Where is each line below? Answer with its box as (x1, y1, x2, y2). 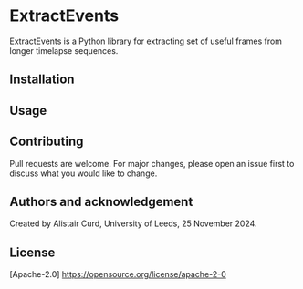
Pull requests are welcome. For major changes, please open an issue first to (9, 158, 295, 169)
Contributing (9, 134, 84, 150)
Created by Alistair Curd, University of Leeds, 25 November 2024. (9, 218, 257, 229)
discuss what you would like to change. (9, 168, 158, 179)
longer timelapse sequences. (9, 45, 119, 56)
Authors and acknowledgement (9, 193, 193, 210)
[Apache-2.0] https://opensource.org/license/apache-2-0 (9, 269, 226, 280)
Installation (9, 72, 75, 88)
